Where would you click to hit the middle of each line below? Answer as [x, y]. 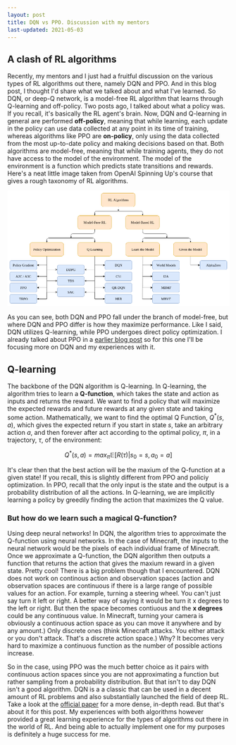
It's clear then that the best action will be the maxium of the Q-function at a [116, 470]
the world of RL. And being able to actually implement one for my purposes [116, 727]
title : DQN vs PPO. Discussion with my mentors [79, 22]
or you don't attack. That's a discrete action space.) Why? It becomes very [116, 639]
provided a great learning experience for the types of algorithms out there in [118, 720]
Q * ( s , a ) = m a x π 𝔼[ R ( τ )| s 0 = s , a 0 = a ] [118, 455]
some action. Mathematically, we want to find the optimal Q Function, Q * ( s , [116, 417]
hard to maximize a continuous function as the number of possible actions [115, 646]
